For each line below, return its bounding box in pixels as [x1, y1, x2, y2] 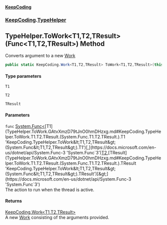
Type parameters [5, 73, 42, 79]
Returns [5, 198, 22, 204]
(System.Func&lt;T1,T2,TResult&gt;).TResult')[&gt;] [5, 171, 108, 177]
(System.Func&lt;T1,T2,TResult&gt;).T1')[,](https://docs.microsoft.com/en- [5, 144, 157, 150]
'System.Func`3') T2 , [66, 149, 108, 155]
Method [80, 39, 105, 48]
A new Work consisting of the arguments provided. [5, 214, 109, 220]
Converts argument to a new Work [5, 53, 76, 59]
